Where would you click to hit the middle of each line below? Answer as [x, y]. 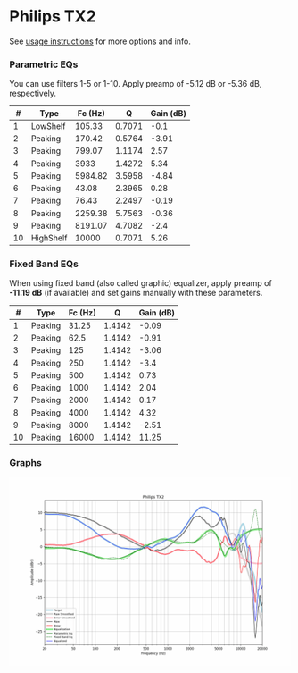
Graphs [25, 463]
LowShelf [48, 126]
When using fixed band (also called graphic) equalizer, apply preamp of [141, 283]
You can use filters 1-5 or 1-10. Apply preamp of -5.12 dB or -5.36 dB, [136, 84]
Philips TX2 [53, 17]
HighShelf [49, 238]
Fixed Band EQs [44, 264]
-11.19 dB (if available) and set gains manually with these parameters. [136, 293]
